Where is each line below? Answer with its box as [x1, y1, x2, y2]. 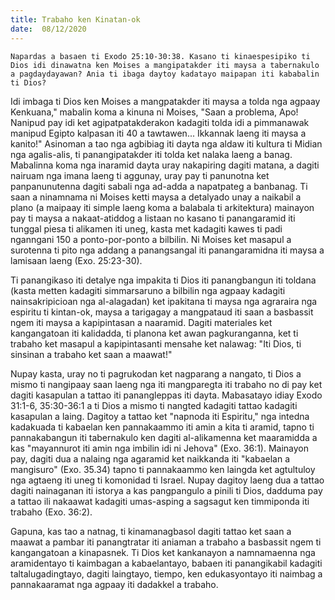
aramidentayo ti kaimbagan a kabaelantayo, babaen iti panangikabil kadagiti [10, 557, 323, 569]
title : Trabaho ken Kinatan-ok [10, 14, 141, 25]
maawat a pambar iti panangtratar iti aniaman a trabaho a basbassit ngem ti [10, 536, 322, 548]
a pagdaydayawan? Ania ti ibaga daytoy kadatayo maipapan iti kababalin [10, 69, 320, 79]
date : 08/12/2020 [10, 24, 87, 34]
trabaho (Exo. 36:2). [10, 506, 93, 518]
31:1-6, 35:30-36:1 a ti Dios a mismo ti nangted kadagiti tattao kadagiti [10, 399, 298, 411]
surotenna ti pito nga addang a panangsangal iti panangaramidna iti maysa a [10, 244, 325, 256]
